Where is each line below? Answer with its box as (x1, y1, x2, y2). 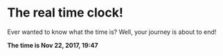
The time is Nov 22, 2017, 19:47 (7, 41, 98, 49)
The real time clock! (7, 5, 123, 21)
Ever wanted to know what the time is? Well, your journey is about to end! (7, 28, 217, 36)
